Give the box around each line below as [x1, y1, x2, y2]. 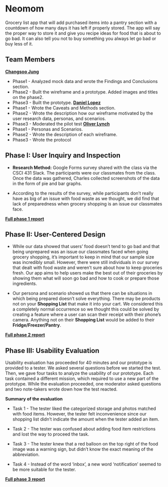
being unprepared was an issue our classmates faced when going [12, 248, 148, 255]
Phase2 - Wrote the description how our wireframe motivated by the [12, 110, 153, 116]
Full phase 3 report [5, 476, 45, 482]
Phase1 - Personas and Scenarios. [12, 126, 83, 132]
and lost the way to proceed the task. [12, 431, 89, 437]
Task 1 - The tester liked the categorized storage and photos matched [12, 405, 156, 411]
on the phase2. [12, 94, 44, 100]
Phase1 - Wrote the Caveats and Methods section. [12, 104, 116, 110]
